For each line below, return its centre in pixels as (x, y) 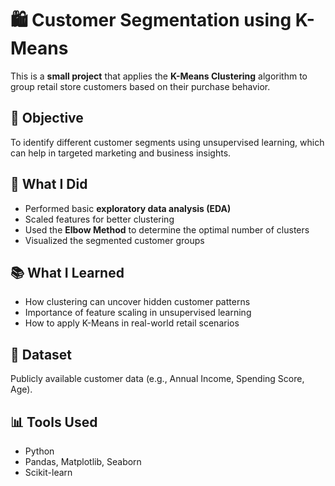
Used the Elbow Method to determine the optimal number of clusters (167, 229)
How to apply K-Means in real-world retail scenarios (132, 323)
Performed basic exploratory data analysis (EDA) (128, 208)
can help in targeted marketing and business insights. (121, 153)
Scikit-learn (48, 472)
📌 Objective (47, 118)
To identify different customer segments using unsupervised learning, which (167, 142)
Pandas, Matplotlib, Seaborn (83, 461)
